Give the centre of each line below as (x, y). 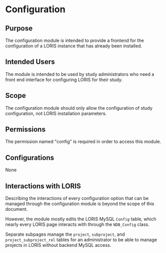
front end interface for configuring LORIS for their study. (64, 80)
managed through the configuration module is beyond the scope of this (80, 204)
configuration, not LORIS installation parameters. (56, 113)
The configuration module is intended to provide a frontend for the (75, 40)
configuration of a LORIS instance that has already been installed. (74, 46)
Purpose (19, 28)
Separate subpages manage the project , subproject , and (65, 234)
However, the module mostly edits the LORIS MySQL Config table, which (81, 219)
